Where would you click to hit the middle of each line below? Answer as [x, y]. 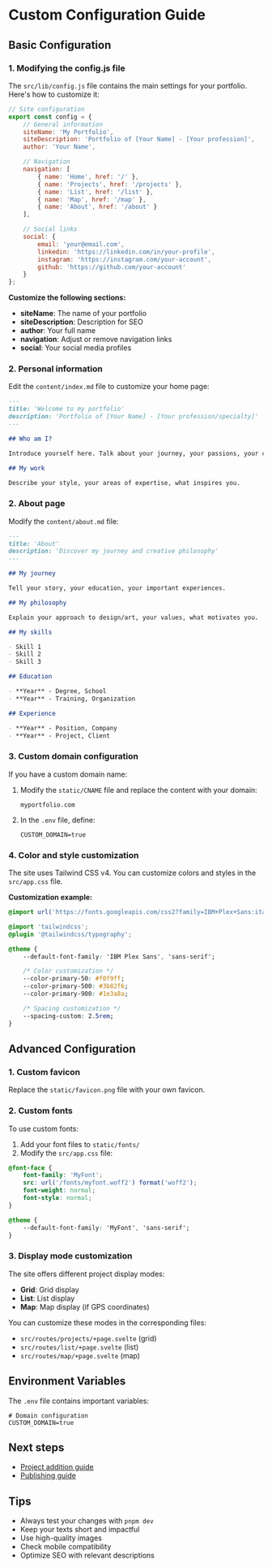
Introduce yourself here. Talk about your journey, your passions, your [134, 453]
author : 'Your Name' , [59, 147]
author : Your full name [57, 331]
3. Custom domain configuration [74, 756]
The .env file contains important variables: [79, 1401]
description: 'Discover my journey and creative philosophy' [114, 551]
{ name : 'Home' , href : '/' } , [88, 176]
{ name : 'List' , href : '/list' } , [96, 192]
